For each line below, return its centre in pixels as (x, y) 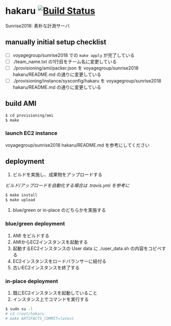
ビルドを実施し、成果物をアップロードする (57, 175)
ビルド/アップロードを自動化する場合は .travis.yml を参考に (68, 185)
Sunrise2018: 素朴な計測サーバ (38, 26)
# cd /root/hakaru (25, 314)
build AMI (21, 104)
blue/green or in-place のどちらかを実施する (59, 210)
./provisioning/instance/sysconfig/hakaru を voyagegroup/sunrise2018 (87, 81)
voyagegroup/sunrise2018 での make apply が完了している (74, 55)
